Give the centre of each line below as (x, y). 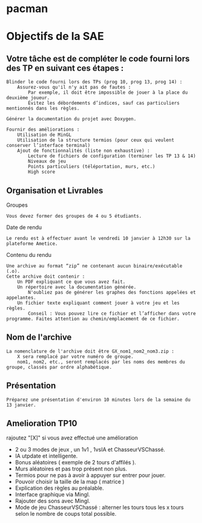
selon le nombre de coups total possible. (66, 514)
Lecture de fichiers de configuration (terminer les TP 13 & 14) (112, 156)
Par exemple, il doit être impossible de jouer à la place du (108, 93)
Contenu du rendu (29, 255)
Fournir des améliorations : (43, 130)
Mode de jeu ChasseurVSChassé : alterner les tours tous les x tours (99, 507)
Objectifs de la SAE (55, 37)
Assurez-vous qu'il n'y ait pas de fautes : (74, 87)
